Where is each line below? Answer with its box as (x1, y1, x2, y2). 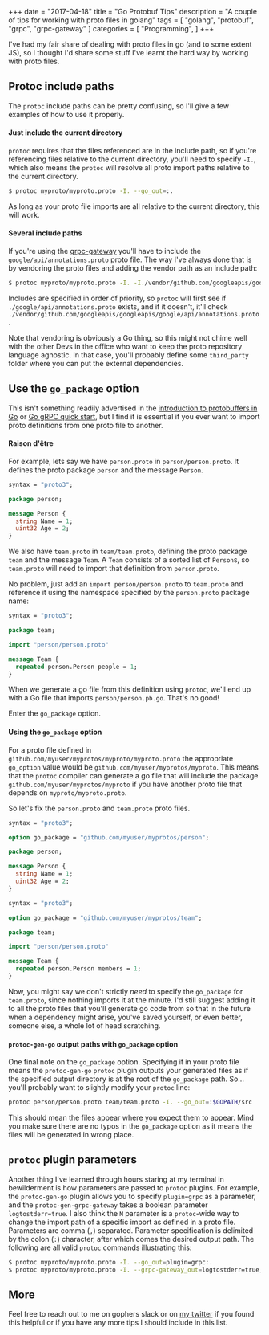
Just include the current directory (8, 128, 123, 137)
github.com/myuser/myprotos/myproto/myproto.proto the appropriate (8, 753, 234, 763)
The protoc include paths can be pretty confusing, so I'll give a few (8, 100, 230, 111)
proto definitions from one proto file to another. (8, 420, 163, 430)
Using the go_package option (8, 727, 102, 737)
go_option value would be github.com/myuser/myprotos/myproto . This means (8, 762, 259, 772)
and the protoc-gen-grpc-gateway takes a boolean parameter (8, 1200, 208, 1210)
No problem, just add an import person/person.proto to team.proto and (8, 579, 243, 589)
